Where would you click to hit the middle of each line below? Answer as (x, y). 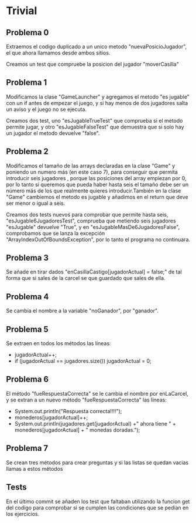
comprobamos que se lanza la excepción (56, 233)
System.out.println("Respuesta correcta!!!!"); (68, 411)
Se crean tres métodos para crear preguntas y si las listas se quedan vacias (97, 463)
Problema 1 (27, 82)
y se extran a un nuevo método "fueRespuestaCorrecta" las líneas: (86, 400)
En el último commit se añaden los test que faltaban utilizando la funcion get (98, 501)
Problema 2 (27, 152)
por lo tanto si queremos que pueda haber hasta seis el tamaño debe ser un (97, 184)
